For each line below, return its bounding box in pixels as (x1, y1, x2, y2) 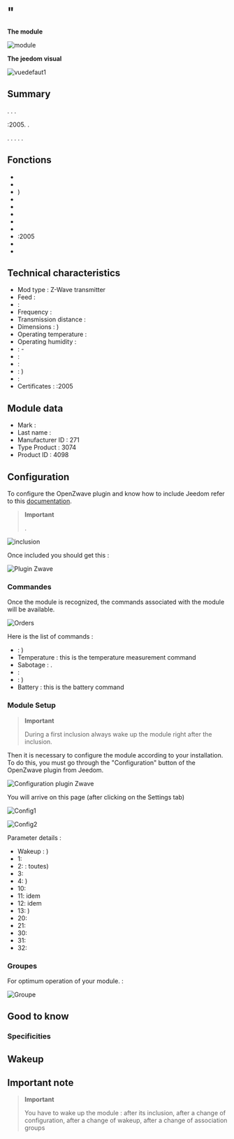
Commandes (7, 581, 52, 591)
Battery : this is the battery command (17, 683, 124, 692)
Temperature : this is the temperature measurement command (17, 653, 197, 662)
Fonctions (7, 154, 52, 166)
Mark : (17, 421, 36, 430)
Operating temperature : (17, 330, 87, 339)
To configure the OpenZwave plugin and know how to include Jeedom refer (7, 490, 225, 498)
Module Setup (7, 700, 56, 710)
